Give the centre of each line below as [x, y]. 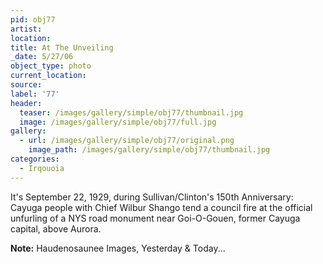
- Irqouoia [42, 168]
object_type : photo [51, 66]
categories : [35, 159]
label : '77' [35, 94]
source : [26, 85]
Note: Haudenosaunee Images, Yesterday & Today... [118, 248]
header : [26, 103]
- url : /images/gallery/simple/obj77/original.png [127, 141]
